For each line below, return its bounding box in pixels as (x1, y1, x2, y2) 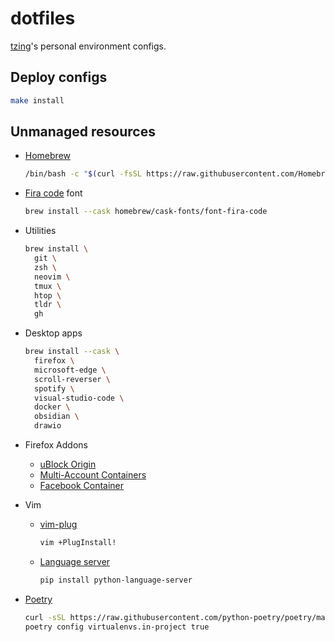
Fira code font (24, 187, 83, 199)
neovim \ (34, 272, 71, 282)
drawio (34, 421, 62, 431)
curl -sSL (24, 612, 67, 622)
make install (10, 95, 65, 106)
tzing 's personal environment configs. (10, 40, 167, 52)
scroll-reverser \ (34, 374, 111, 384)
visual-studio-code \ (34, 393, 125, 403)
